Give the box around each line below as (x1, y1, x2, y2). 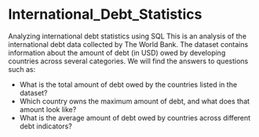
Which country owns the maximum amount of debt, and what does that (19, 96, 250, 106)
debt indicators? (19, 121, 72, 131)
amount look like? (19, 104, 77, 114)
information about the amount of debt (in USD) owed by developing (8, 48, 226, 57)
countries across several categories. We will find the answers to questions (8, 56, 249, 66)
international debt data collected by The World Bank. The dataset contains (8, 39, 249, 49)
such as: (8, 64, 36, 74)
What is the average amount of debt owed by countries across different (19, 113, 251, 122)
